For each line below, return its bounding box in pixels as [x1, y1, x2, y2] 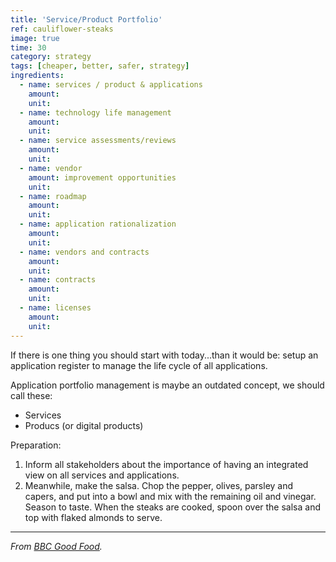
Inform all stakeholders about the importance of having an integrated [24, 458, 309, 470]
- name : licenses [19, 303, 92, 313]
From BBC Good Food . [10, 540, 103, 552]
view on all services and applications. [24, 469, 180, 481]
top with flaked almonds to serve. [24, 511, 163, 523]
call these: [10, 389, 53, 401]
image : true [10, 33, 60, 43]
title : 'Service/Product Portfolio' [10, 14, 163, 25]
